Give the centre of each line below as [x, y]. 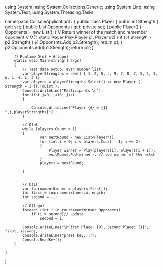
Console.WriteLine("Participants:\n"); [63, 91]
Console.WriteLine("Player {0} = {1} [69, 108]
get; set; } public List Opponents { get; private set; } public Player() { [73, 27]
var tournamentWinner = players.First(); [65, 189]
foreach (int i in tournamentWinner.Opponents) [72, 210]
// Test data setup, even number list [62, 69]
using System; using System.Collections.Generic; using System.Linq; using [80, 7]
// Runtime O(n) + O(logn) [41, 57]
